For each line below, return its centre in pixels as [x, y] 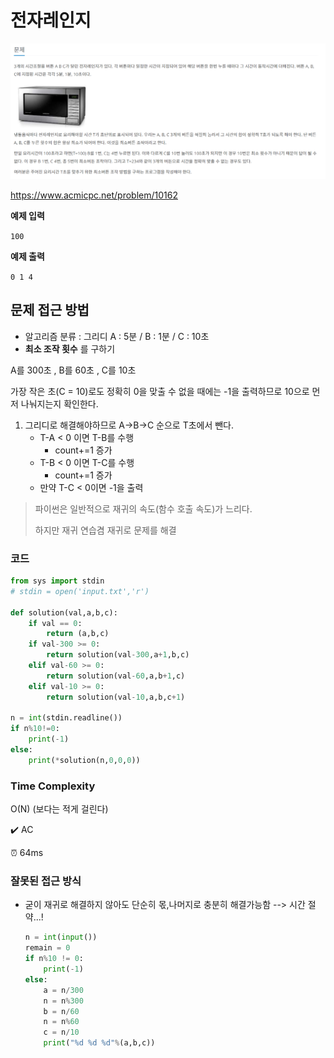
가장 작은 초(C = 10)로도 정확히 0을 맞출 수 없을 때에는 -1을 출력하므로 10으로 [160, 391]
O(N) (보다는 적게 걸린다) [59, 809]
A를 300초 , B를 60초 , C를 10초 [73, 370]
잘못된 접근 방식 [46, 881]
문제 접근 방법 [50, 310]
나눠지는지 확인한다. [59, 403]
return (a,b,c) [78, 634]
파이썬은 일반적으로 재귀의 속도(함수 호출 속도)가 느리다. [143, 508]
